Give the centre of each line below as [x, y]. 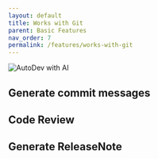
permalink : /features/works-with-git [71, 45]
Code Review [42, 120]
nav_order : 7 [30, 38]
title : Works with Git [46, 23]
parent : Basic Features [48, 30]
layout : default [35, 16]
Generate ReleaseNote [66, 147]
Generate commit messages [79, 93]
